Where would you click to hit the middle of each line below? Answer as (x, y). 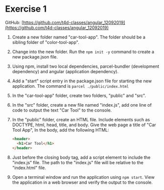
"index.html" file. (29, 168)
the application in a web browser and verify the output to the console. (82, 182)
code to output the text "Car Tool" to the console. (62, 110)
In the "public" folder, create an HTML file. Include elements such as (81, 119)
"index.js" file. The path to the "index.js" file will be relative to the (78, 162)
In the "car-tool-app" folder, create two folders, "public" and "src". (79, 95)
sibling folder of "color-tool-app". (46, 42)
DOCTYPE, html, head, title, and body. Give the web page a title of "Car (84, 125)
